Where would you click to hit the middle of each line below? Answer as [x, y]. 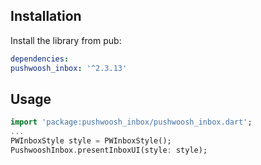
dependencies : [40, 59]
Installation [46, 16]
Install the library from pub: [66, 40]
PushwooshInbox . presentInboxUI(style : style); [109, 150]
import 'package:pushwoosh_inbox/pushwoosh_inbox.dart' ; [131, 122]
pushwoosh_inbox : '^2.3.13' [69, 68]
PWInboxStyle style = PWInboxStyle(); [91, 141]
